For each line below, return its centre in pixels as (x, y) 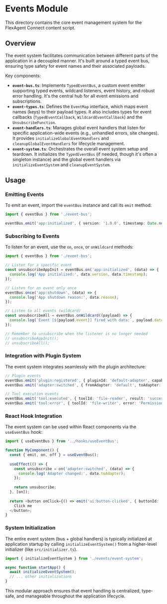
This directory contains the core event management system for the (74, 22)
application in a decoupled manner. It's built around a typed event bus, (78, 61)
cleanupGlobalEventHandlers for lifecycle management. (69, 143)
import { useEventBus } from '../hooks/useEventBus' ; (62, 441)
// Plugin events (23, 376)
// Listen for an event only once (41, 288)
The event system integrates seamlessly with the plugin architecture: (76, 366)
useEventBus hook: (24, 432)
